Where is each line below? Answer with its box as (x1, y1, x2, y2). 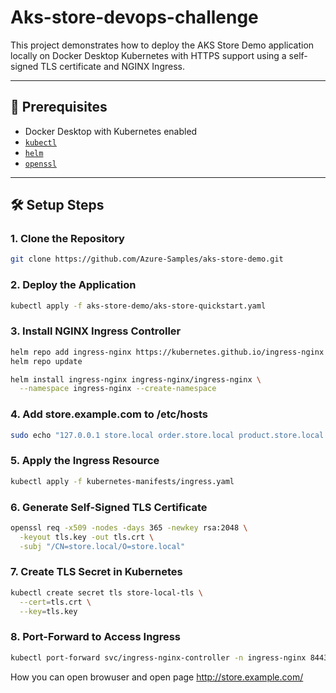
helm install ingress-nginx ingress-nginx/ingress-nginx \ (10, 374, 262, 385)
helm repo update (10, 356, 83, 366)
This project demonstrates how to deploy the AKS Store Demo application (10, 39, 315, 51)
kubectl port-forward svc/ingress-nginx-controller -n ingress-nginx (10, 652, 307, 663)
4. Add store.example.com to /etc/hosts (10, 407, 208, 421)
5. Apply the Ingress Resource (10, 454, 160, 468)
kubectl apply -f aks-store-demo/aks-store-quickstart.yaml (10, 301, 267, 311)
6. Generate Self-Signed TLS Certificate (10, 500, 208, 514)
